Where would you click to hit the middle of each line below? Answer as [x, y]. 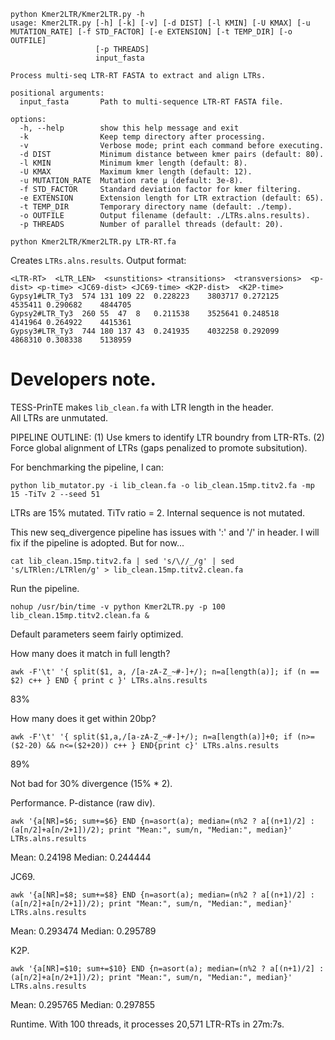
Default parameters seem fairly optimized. [97, 634]
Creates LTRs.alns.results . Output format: [98, 260]
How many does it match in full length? [90, 653]
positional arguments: [57, 93]
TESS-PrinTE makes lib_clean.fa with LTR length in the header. [142, 407]
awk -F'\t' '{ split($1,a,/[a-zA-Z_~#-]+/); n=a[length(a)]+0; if [151, 736]
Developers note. [83, 379]
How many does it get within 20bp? [83, 718]
